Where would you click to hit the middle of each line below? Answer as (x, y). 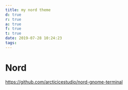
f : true (13, 29)
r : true (13, 19)
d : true (13, 15)
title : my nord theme (28, 10)
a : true (13, 24)
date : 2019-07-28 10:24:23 (34, 38)
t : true (13, 33)
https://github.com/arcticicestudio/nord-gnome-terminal (64, 82)
